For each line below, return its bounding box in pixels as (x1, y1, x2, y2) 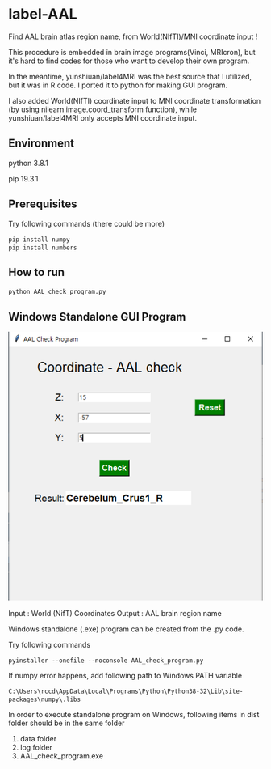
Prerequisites (8, 198, 77, 211)
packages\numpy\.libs (8, 695, 81, 704)
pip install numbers (8, 244, 78, 252)
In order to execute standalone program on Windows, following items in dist (8, 710, 260, 720)
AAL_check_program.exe (19, 751, 103, 761)
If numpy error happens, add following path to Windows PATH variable (8, 671, 243, 681)
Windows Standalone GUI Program (8, 309, 186, 324)
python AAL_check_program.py (8, 288, 106, 296)
